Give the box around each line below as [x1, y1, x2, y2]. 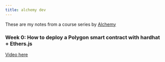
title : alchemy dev [5, 7, 46, 13]
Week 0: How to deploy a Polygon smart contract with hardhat [5, 34, 160, 41]
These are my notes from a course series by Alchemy [5, 21, 116, 27]
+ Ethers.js [5, 40, 33, 47]
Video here [5, 51, 28, 57]
